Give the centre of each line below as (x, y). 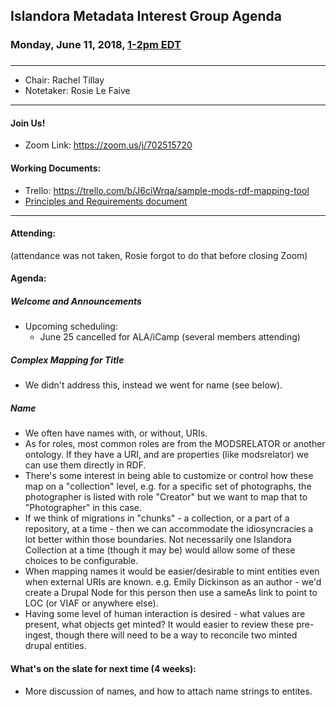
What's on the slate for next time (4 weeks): (103, 668)
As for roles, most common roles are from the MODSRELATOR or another (175, 444)
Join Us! (28, 123)
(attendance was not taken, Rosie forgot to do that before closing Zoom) (159, 255)
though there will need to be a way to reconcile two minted (176, 635)
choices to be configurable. (81, 561)
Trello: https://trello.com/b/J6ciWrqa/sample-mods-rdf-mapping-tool (167, 190)
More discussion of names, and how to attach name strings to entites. (168, 691)
